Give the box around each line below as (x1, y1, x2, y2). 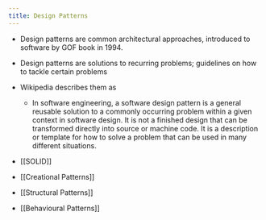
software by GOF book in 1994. (19, 42, 123, 52)
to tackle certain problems (19, 66, 107, 77)
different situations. (31, 140, 97, 150)
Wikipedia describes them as (19, 82, 117, 92)
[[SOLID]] (19, 156, 52, 166)
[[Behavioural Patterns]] (19, 203, 101, 213)
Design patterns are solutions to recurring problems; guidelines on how (19, 58, 257, 68)
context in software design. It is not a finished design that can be (31, 114, 247, 125)
